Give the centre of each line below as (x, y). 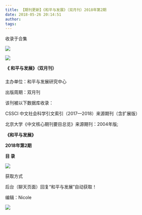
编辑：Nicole (18, 197)
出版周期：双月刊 (23, 92)
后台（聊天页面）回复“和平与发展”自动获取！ (51, 187)
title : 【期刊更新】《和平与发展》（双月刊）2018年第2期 (56, 10)
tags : (11, 24)
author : (13, 19)
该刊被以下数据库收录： (29, 103)
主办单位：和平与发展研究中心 (36, 82)
